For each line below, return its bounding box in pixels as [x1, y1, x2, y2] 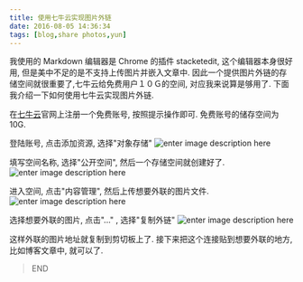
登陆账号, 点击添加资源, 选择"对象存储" [9, 137, 152, 149]
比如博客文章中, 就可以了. [9, 245, 104, 256]
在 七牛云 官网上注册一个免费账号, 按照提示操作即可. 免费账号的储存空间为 [9, 109, 280, 120]
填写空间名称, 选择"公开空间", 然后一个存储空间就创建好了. [9, 157, 225, 168]
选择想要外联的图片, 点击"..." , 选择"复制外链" [9, 214, 176, 226]
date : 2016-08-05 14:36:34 [9, 22, 111, 31]
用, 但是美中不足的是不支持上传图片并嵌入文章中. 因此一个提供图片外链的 [9, 67, 280, 78]
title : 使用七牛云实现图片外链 [9, 13, 112, 23]
